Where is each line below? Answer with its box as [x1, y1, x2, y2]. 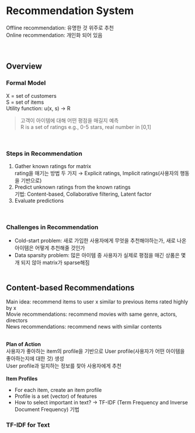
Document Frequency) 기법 [14, 406, 80, 413]
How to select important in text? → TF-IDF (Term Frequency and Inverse [14, 399, 188, 406]
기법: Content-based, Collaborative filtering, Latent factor [14, 190, 152, 197]
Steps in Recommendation [6, 149, 83, 158]
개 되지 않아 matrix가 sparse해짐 [14, 259, 90, 266]
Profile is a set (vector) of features [14, 393, 97, 400]
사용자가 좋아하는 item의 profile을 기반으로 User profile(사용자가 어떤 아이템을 [6, 347, 185, 355]
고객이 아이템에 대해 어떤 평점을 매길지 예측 [20, 117, 119, 124]
